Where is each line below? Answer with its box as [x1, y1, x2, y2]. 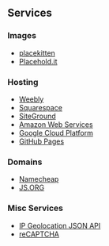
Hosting [7, 76, 39, 87]
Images [7, 30, 37, 41]
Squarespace [18, 102, 62, 112]
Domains [7, 156, 43, 167]
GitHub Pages [18, 136, 65, 146]
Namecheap [18, 175, 59, 184]
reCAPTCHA [18, 229, 60, 239]
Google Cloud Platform [18, 128, 94, 137]
